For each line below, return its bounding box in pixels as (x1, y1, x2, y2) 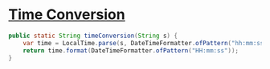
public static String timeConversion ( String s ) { (8, 32, 178, 40)
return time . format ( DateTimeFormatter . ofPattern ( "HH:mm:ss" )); (22, 46, 239, 55)
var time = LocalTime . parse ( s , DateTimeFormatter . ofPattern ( (22, 39, 231, 47)
